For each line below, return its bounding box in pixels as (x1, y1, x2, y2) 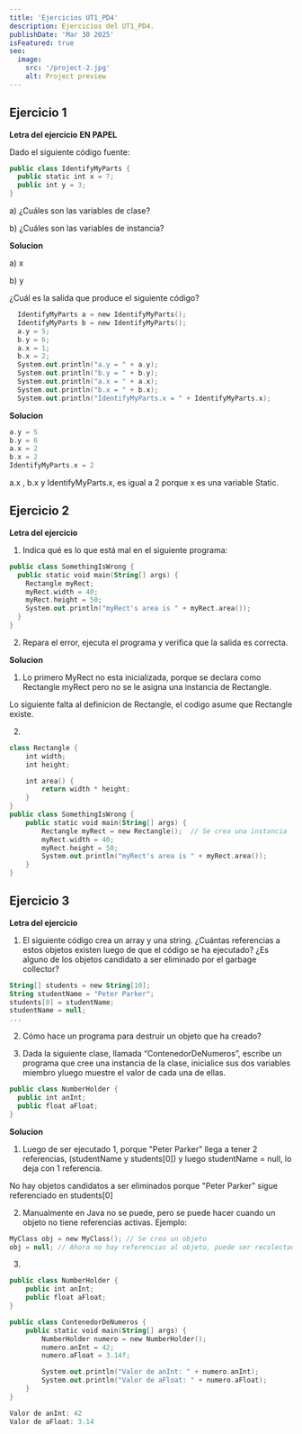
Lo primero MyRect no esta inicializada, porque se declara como (22, 672, 262, 683)
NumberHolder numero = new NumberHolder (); (41, 1334, 207, 1343)
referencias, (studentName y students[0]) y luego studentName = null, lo (22, 1153, 292, 1164)
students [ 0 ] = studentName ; (9, 997, 115, 1007)
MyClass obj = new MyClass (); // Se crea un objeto (9, 1234, 207, 1243)
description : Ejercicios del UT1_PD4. (9, 22, 155, 31)
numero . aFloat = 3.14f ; (41, 1351, 130, 1360)
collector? (22, 963, 60, 974)
